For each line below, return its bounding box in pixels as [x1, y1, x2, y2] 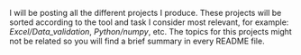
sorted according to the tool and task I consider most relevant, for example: [9, 17, 289, 27]
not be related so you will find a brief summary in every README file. [9, 35, 265, 46]
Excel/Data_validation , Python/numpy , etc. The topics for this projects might [9, 27, 293, 36]
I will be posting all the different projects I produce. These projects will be [9, 8, 282, 18]
